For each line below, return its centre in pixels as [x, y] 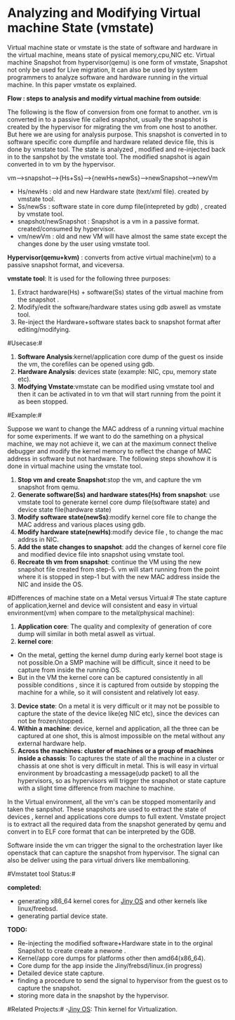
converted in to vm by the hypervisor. [61, 164]
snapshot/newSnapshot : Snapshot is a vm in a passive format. [108, 221]
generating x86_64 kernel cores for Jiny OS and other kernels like [112, 900]
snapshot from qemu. [48, 487]
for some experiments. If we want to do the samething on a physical [105, 436]
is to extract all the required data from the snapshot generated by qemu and [117, 824]
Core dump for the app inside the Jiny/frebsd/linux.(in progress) [110, 965]
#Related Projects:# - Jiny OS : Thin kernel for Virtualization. [92, 1009]
